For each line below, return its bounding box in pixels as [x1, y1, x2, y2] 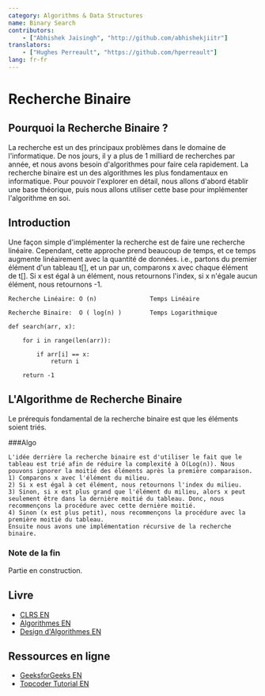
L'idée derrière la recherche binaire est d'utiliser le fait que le [8, 453, 243, 461]
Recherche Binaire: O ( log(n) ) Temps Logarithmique [8, 309, 218, 317]
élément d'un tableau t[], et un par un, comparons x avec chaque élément [8, 263, 248, 272]
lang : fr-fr [8, 56, 47, 64]
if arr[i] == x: [36, 350, 90, 358]
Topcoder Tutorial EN [19, 679, 89, 689]
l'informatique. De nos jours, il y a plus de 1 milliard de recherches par [8, 151, 236, 160]
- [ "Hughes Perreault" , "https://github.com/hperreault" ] [22, 48, 218, 56]
